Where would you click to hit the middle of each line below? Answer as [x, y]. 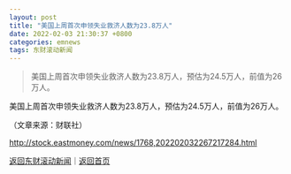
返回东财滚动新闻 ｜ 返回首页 [60, 161]
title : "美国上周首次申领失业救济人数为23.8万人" [91, 26]
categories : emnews [45, 42]
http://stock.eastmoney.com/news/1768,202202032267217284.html [133, 143]
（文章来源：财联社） [48, 125]
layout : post [33, 17]
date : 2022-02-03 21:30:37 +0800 [71, 34]
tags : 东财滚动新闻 [41, 50]
